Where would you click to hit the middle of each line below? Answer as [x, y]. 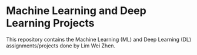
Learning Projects [50, 23]
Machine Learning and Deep [76, 11]
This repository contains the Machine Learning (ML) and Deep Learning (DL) [99, 39]
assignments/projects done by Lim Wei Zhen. [61, 46]
